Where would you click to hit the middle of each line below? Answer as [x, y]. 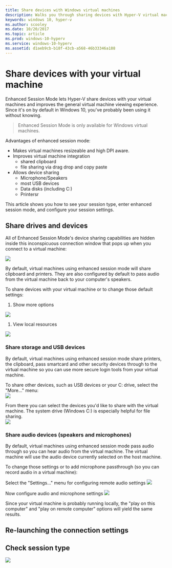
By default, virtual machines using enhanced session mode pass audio [80, 446]
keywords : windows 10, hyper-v [39, 20]
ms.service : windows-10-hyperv [39, 44]
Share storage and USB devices [45, 347]
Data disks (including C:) [46, 188]
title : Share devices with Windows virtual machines [63, 10]
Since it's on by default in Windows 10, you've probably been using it [78, 110]
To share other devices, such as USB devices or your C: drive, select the [82, 385]
